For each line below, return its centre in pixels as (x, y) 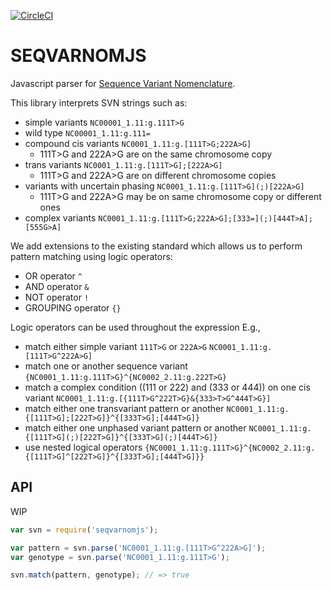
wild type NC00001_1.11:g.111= (87, 132)
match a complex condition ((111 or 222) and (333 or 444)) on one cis (167, 387)
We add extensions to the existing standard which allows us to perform (156, 246)
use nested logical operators (83, 447)
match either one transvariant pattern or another (124, 408)
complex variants (60, 217)
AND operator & (57, 286)
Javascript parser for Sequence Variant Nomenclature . (123, 83)
